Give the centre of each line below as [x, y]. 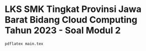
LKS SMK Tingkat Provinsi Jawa [73, 9]
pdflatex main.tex [24, 43]
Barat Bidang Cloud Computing [71, 20]
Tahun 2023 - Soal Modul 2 [63, 30]
